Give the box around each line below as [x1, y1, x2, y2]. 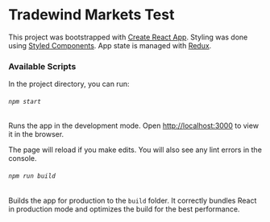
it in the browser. [8, 129, 64, 139]
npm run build [8, 172, 56, 180]
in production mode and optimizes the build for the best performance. [8, 203, 240, 214]
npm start [8, 97, 42, 105]
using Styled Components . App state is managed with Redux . [8, 40, 212, 50]
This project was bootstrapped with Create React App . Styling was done [8, 32, 248, 42]
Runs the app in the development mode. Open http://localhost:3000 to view [8, 121, 260, 130]
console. [8, 154, 38, 163]
